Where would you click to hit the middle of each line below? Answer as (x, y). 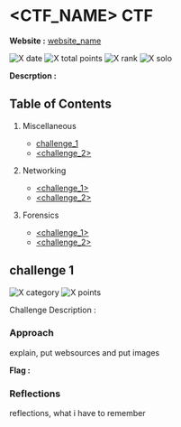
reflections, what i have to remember (77, 413)
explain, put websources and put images (85, 352)
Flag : (20, 370)
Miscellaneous (49, 125)
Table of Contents (61, 104)
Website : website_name (55, 41)
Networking (44, 170)
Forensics (41, 215)
